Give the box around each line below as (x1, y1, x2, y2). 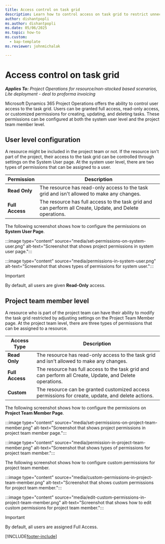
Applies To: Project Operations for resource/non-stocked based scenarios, (5, 86, 158, 92)
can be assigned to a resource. (5, 325, 68, 331)
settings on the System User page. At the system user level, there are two (5, 159, 154, 165)
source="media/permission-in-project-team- (55, 440, 146, 446)
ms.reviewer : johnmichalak (5, 44, 60, 49)
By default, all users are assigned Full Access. (5, 524, 98, 530)
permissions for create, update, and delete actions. (36, 392, 154, 399)
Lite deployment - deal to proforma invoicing (5, 91, 96, 96)
